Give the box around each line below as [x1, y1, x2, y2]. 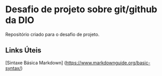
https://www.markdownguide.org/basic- [65, 60, 151, 66]
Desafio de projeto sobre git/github [5, 4, 157, 15]
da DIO [5, 14, 35, 26]
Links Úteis [5, 46, 42, 55]
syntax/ [5, 65, 21, 71]
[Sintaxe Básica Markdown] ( [5, 60, 66, 66]
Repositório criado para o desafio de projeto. [5, 31, 100, 37]
